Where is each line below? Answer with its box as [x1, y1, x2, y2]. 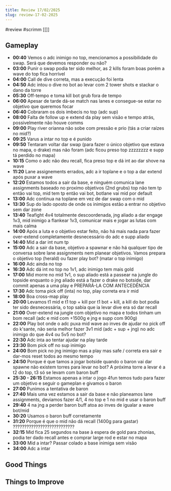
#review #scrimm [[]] [5, 26, 50, 32]
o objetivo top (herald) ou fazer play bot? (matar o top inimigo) [12, 255, 144, 262]
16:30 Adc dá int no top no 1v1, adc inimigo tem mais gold [12, 266, 134, 272]
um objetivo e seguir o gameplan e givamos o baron [12, 380, 122, 386]
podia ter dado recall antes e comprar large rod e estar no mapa [12, 435, 147, 441]
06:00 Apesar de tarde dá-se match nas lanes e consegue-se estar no [12, 98, 162, 104]
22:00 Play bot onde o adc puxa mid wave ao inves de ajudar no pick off [12, 320, 165, 327]
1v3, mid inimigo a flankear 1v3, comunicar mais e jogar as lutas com [12, 218, 157, 224]
